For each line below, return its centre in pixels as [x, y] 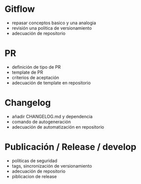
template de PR [27, 72]
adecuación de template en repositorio [51, 83]
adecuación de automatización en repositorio [58, 127]
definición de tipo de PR [36, 67]
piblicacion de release [34, 176]
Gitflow [20, 9]
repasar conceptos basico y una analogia [54, 23]
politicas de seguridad [34, 161]
